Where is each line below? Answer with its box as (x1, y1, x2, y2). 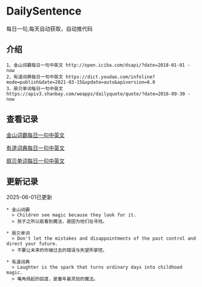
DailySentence (6, 4, 82, 18)
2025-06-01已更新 (6, 194, 53, 201)
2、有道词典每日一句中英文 (6, 74, 64, 80)
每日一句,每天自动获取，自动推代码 (6, 25, 93, 32)
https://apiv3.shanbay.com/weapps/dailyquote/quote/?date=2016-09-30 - (6, 91, 191, 97)
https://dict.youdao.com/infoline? (65, 74, 155, 80)
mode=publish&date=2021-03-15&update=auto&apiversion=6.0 (6, 79, 155, 85)
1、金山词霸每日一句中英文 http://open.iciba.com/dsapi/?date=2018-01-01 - (6, 62, 191, 68)
